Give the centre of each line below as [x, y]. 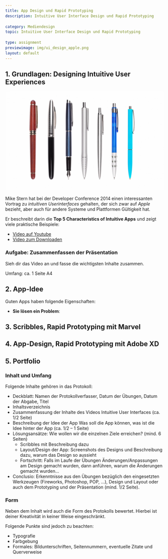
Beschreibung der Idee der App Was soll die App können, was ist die [83, 423]
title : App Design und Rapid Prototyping [49, 11]
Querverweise [27, 552]
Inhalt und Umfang [28, 375]
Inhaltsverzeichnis [31, 407]
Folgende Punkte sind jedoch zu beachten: [50, 526]
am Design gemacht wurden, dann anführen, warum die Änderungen [91, 466]
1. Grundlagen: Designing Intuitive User [68, 74]
